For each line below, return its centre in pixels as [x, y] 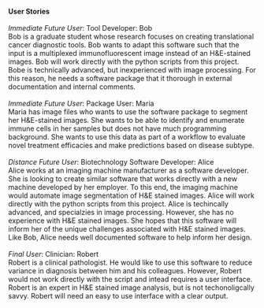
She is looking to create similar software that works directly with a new [123, 179]
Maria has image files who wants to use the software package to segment [128, 112]
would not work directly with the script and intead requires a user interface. [130, 279]
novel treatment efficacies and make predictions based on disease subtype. [131, 145]
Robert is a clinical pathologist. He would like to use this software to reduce [130, 262]
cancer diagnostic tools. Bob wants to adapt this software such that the [124, 45]
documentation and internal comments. [72, 87]
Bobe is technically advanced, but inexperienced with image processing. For [132, 70]
